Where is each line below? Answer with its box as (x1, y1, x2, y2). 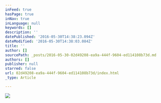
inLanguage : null (5, 21, 41, 26)
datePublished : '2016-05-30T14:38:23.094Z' (5, 35, 95, 40)
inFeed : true (5, 7, 32, 12)
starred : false (5, 66, 36, 71)
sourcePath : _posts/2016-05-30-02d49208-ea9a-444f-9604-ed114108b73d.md (5, 52, 157, 58)
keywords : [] (5, 25, 32, 30)
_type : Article (5, 75, 36, 80)
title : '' (5, 43, 25, 48)
